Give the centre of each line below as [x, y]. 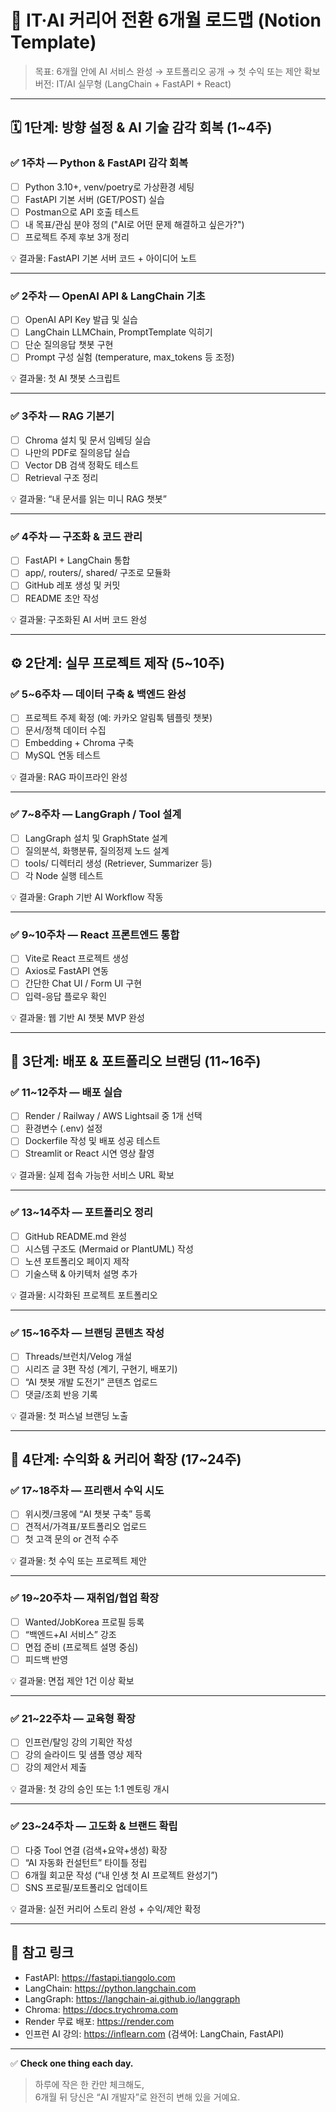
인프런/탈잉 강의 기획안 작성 [78, 1742]
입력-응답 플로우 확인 [66, 996]
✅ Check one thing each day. [72, 2063]
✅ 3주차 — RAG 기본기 [62, 416]
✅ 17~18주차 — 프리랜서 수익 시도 [87, 1490]
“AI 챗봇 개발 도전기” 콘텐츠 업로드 [91, 1382]
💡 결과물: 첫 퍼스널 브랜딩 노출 [69, 1415]
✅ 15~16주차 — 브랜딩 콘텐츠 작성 [87, 1333]
